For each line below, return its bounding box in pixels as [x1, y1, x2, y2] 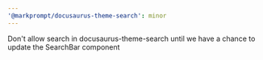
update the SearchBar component [7, 42, 120, 52]
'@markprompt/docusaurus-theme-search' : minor [7, 11, 167, 20]
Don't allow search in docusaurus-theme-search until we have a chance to [7, 34, 256, 43]
